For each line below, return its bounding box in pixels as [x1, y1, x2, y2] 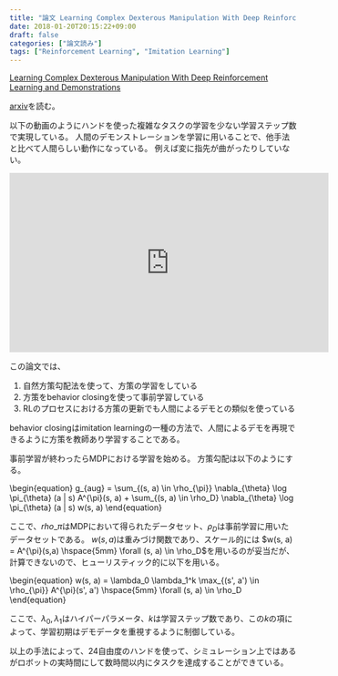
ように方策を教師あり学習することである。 [25, 434, 185, 445]
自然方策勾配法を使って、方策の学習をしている [22, 380, 198, 392]
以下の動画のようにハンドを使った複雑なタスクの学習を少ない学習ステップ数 [9, 120, 297, 131]
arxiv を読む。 [9, 101, 61, 112]
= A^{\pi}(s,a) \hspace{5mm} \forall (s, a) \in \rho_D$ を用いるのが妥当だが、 [9, 545, 294, 556]
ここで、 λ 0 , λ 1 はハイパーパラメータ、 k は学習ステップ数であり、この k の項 [9, 612, 285, 626]
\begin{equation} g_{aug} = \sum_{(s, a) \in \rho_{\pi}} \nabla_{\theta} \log [9, 483, 287, 494]
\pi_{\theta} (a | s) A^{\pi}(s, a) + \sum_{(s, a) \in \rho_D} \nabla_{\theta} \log [9, 493, 294, 504]
